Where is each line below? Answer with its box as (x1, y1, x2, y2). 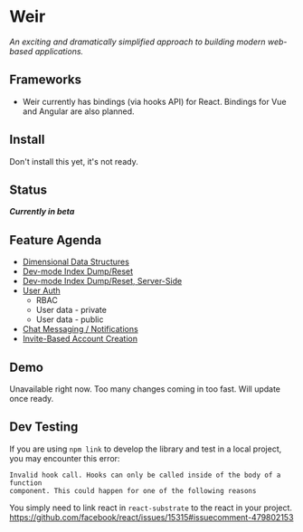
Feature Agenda (9, 233, 102, 248)
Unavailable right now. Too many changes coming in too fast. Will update (9, 384, 281, 394)
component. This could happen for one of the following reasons (9, 486, 257, 495)
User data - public (35, 314, 104, 325)
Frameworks (9, 72, 82, 88)
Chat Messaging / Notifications (22, 324, 138, 335)
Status (9, 182, 48, 197)
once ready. (9, 394, 54, 404)
